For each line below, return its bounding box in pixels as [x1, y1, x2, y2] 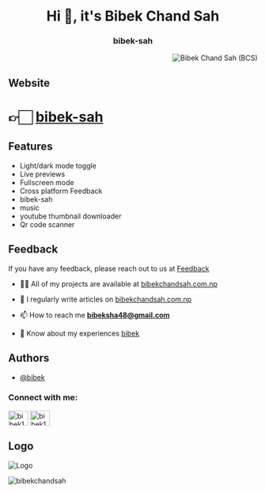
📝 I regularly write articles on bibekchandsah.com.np [19, 294, 192, 304]
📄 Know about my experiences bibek [19, 328, 140, 338]
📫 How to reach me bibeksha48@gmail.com [19, 310, 170, 320]
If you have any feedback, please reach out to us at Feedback [8, 264, 210, 273]
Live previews [19, 169, 66, 179]
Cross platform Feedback [19, 186, 103, 195]
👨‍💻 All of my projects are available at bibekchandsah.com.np [19, 279, 218, 288]
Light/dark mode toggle [19, 161, 97, 170]
